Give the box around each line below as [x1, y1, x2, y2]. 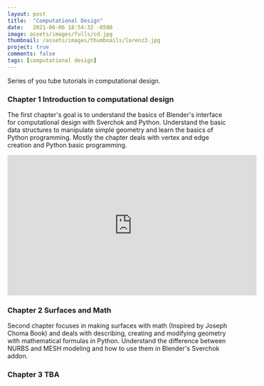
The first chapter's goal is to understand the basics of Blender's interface [7, 111, 223, 119]
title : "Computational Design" [7, 17, 103, 24]
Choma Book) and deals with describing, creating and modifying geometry [7, 329, 226, 337]
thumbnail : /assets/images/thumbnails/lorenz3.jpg [7, 37, 161, 44]
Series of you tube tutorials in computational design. [7, 76, 161, 85]
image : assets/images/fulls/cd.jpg [7, 30, 113, 38]
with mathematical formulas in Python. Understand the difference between [7, 337, 226, 345]
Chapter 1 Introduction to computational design [7, 94, 174, 104]
